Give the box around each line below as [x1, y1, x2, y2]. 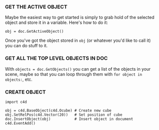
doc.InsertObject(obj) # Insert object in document [5, 116, 133, 121]
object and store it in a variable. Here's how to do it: [5, 19, 108, 25]
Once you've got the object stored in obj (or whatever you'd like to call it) [5, 37, 151, 43]
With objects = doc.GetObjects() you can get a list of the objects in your [5, 66, 151, 72]
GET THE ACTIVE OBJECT [5, 3, 68, 10]
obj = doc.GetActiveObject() [5, 29, 64, 34]
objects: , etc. [5, 76, 32, 82]
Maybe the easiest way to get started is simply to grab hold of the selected [5, 15, 155, 20]
